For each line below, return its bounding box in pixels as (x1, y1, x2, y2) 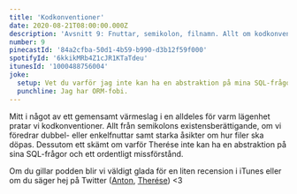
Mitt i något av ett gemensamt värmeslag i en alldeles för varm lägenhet (9, 111, 271, 122)
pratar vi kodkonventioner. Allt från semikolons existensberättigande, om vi (9, 120, 282, 131)
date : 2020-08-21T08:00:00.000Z (9, 21, 128, 30)
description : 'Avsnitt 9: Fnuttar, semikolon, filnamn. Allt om (9, 29, 251, 38)
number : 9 (9, 37, 46, 47)
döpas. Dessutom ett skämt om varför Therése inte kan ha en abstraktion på (9, 138, 287, 150)
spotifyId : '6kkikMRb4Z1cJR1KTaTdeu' (9, 54, 148, 63)
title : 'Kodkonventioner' (9, 12, 104, 22)
